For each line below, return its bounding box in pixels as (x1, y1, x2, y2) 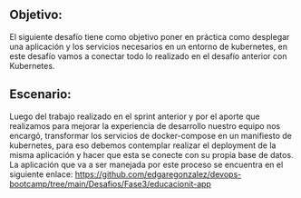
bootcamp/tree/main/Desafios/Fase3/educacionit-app (9, 178, 211, 189)
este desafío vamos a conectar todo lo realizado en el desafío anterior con (9, 50, 287, 62)
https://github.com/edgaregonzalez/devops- (74, 168, 242, 180)
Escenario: (9, 86, 72, 103)
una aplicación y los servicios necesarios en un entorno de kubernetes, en (9, 41, 288, 52)
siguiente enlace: (9, 168, 73, 180)
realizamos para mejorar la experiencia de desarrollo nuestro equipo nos (9, 120, 281, 131)
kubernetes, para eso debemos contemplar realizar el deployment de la (9, 140, 277, 151)
